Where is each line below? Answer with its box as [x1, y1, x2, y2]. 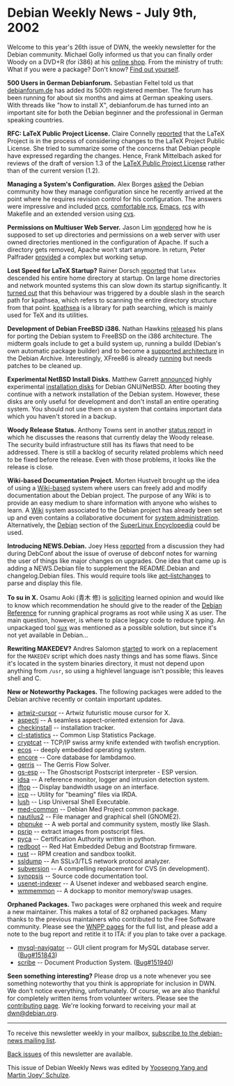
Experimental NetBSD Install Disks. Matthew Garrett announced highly [7, 375, 212, 383]
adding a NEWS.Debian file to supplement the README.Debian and [7, 564, 200, 572]
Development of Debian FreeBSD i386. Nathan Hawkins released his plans [7, 324, 223, 332]
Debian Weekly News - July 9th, [7, 5, 197, 21]
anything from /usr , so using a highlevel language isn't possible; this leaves [7, 666, 224, 675]
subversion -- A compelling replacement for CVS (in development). [17, 864, 210, 872]
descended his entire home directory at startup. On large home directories [7, 274, 221, 282]
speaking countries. [7, 115, 64, 124]
